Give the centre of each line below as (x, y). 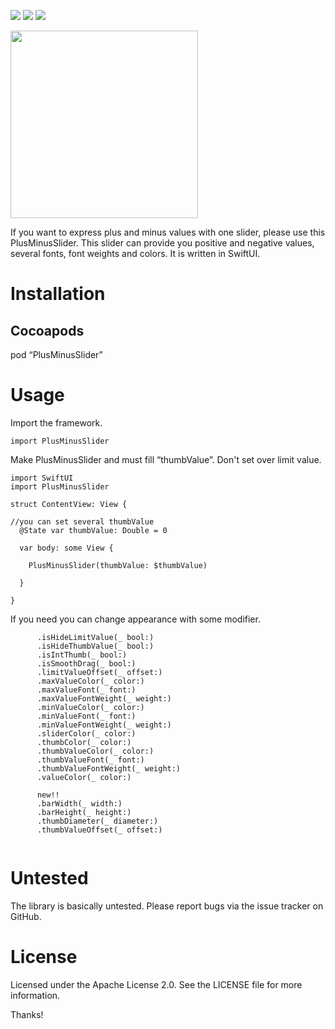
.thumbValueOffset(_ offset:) (99, 830)
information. (35, 995)
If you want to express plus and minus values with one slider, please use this (168, 232)
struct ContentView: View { (69, 504)
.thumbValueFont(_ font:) (90, 760)
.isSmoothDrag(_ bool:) (86, 663)
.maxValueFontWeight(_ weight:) (104, 698)
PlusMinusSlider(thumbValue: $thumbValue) (118, 565)
